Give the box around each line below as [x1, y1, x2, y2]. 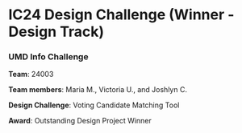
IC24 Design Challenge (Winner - [8, 6, 235, 24]
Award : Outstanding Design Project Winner [8, 116, 152, 126]
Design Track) [8, 22, 105, 41]
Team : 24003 [8, 70, 54, 79]
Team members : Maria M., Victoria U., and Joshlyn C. [8, 85, 188, 95]
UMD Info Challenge [8, 51, 89, 62]
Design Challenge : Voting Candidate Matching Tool [8, 100, 180, 110]
